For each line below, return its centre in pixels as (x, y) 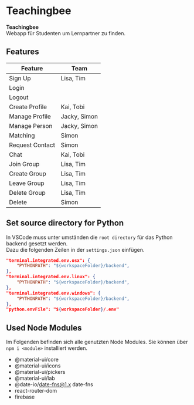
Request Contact (32, 145)
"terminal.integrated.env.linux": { (51, 277)
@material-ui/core (36, 360)
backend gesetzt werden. (37, 243)
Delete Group (27, 193)
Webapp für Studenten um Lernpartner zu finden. (66, 33)
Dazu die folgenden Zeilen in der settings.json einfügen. (75, 249)
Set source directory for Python (65, 223)
